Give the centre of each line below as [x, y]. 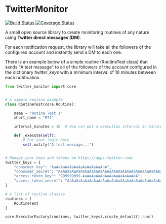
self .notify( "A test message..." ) [58, 144]
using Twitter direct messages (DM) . [43, 37]
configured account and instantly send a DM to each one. [64, 52]
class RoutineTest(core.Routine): [41, 104]
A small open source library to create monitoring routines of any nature [77, 32]
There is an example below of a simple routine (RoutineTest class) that [77, 62]
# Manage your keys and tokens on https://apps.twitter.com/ [69, 158]
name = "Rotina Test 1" [39, 113]
